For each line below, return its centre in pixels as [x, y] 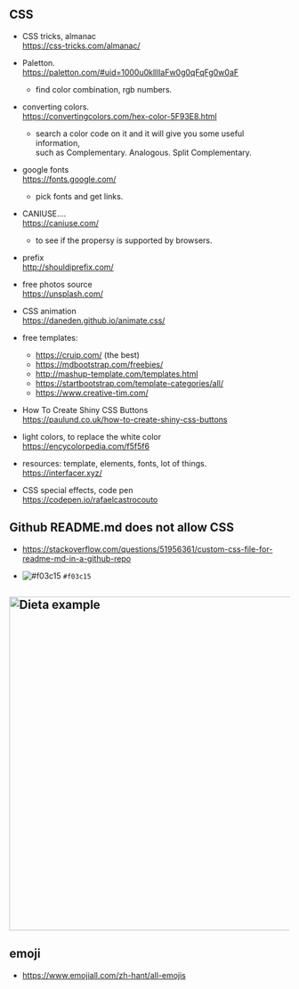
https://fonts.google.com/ [69, 179]
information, [57, 142]
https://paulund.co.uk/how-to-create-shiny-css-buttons [125, 419]
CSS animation [49, 311]
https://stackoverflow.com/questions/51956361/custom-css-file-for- [147, 549]
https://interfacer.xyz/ [62, 473]
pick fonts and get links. [79, 196]
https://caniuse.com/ [61, 223]
